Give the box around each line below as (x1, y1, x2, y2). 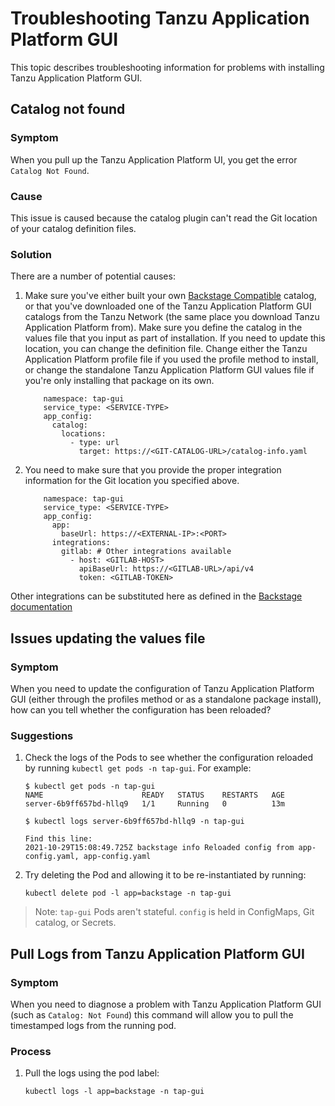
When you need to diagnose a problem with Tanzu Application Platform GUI (10, 998, 322, 1010)
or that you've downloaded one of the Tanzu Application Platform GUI (24, 300, 312, 312)
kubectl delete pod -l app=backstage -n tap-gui (24, 888, 232, 899)
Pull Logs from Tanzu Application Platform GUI (10, 945, 305, 962)
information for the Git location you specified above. (24, 475, 240, 487)
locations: (61, 429, 107, 439)
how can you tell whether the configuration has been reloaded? (10, 703, 272, 716)
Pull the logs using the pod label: (24, 1067, 160, 1079)
